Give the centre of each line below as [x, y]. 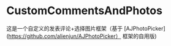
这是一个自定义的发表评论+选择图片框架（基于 [65, 28]
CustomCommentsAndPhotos [84, 11]
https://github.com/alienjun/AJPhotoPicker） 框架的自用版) [83, 36]
